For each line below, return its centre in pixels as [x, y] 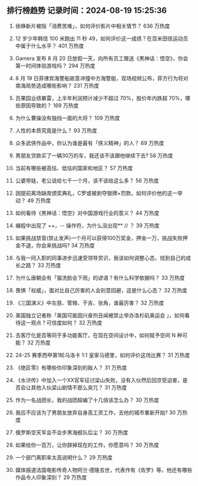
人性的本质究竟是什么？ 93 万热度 [56, 130]
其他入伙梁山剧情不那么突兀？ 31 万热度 [79, 387]
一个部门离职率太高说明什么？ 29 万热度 [64, 457]
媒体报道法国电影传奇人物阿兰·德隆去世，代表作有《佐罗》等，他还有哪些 [104, 470]
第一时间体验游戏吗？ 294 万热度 [55, 65]
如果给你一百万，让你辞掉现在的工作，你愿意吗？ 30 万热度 [87, 445]
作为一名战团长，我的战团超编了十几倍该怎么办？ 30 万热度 [87, 400]
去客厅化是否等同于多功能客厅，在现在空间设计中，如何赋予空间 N [95, 335]
